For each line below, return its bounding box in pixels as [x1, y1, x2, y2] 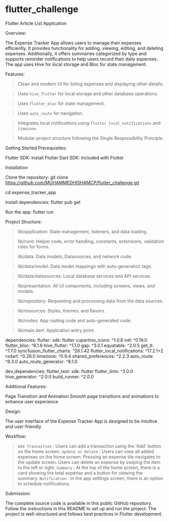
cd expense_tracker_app [5, 189, 57, 195]
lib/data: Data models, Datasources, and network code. [17, 253, 133, 259]
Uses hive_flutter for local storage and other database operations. [17, 90, 159, 96]
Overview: [5, 30, 27, 36]
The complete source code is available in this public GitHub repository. [5, 500, 152, 506]
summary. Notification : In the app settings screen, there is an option [17, 475, 163, 481]
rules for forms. [17, 243, 50, 249]
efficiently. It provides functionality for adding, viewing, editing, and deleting [5, 45, 163, 51]
